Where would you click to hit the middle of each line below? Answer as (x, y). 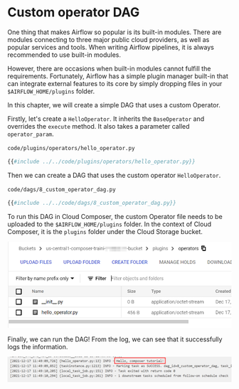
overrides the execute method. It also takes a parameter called (99, 126)
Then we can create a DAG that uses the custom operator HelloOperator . (114, 175)
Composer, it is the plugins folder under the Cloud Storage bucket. (105, 231)
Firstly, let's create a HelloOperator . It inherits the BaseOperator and (106, 119)
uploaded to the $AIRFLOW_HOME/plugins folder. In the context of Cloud (110, 224)
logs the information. (38, 347)
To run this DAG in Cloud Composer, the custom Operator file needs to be (115, 216)
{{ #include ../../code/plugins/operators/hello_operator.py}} (101, 161)
